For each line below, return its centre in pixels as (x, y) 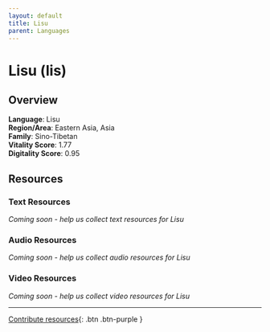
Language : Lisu (34, 119)
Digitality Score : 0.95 (44, 154)
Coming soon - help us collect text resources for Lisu (96, 219)
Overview (33, 100)
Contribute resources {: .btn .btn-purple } (76, 319)
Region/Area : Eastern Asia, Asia (61, 128)
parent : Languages (39, 31)
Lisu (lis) (37, 70)
